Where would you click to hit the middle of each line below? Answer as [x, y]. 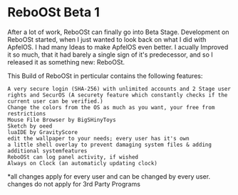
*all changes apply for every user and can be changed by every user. [109, 176]
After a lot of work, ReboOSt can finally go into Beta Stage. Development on [118, 32]
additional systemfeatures [47, 151]
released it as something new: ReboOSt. [66, 62]
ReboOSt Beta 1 [53, 12]
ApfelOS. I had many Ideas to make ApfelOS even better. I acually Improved [118, 47]
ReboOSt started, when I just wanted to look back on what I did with [107, 39]
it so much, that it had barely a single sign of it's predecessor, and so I [110, 55]
